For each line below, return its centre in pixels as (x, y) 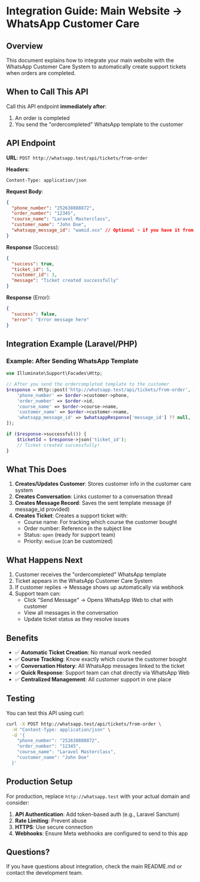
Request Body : (25, 191)
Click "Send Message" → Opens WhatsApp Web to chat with (98, 600)
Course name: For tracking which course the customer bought (100, 522)
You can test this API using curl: (45, 713)
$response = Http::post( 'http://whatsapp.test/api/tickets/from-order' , (99, 390)
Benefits (22, 638)
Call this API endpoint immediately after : (56, 106)
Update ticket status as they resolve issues (76, 619)
